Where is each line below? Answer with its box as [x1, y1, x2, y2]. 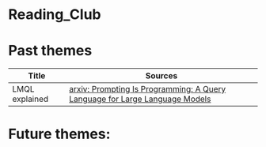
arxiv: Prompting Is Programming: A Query [68, 84, 226, 95]
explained [12, 93, 49, 104]
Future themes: [8, 125, 111, 143]
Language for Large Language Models [68, 93, 211, 104]
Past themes [8, 42, 93, 60]
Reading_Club [8, 6, 101, 24]
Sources [145, 70, 178, 81]
